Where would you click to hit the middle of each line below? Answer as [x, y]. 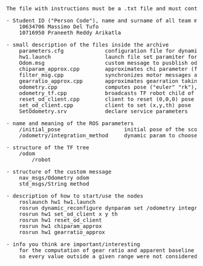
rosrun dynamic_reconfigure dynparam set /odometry [97, 208]
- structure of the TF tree [48, 148]
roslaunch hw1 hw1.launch [57, 202]
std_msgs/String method [54, 184]
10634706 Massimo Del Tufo [59, 27]
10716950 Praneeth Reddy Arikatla [70, 33]
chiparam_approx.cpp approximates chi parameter [104, 69]
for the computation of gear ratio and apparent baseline [107, 250]
